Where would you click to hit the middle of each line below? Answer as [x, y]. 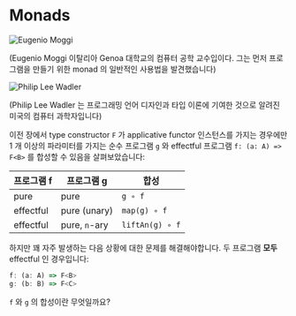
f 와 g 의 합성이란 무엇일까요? [60, 302]
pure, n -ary [84, 224]
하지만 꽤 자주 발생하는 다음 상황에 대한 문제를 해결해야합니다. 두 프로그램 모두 [144, 247]
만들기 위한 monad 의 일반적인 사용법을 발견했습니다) [124, 69]
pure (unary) [87, 210]
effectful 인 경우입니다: [49, 259]
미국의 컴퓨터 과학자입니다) [56, 116]
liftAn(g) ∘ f [151, 225]
